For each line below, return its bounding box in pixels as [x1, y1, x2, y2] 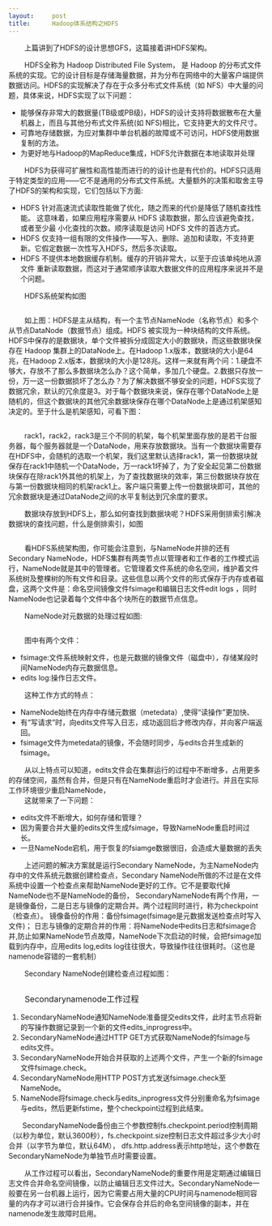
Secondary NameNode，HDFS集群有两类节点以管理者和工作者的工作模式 [8, 553, 253, 563]
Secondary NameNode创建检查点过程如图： [23, 968, 172, 978]
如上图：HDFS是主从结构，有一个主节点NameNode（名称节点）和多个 [23, 315, 259, 325]
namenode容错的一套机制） [8, 951, 101, 961]
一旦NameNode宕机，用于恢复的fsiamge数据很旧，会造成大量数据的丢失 [19, 843, 262, 852]
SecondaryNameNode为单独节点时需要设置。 [8, 1151, 161, 1160]
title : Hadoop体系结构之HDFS [8, 19, 119, 28]
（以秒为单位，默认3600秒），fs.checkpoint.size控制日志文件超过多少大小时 [8, 1130, 261, 1140]
